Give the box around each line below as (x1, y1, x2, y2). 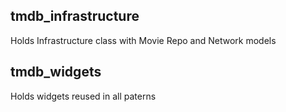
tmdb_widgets (10, 64, 102, 81)
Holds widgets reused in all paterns (10, 90, 157, 102)
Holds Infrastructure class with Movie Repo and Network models (10, 34, 277, 46)
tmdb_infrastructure (10, 8, 140, 25)
